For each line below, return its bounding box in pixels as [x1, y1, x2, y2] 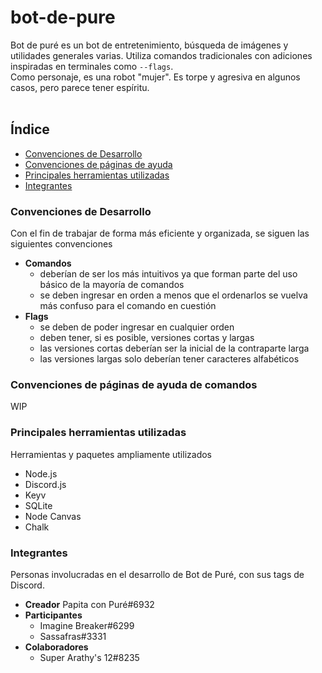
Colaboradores [24, 641, 89, 653]
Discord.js [24, 478, 67, 490]
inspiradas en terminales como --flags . [10, 60, 174, 72]
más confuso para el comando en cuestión [39, 300, 217, 312]
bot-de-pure [10, 6, 116, 29]
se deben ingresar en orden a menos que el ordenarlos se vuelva [39, 289, 308, 301]
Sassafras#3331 [39, 630, 107, 642]
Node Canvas [24, 510, 82, 522]
